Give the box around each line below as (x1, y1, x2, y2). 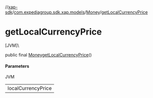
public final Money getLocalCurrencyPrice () (5, 52, 92, 58)
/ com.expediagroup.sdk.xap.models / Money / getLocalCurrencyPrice (12, 9, 148, 15)
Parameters (5, 63, 29, 69)
